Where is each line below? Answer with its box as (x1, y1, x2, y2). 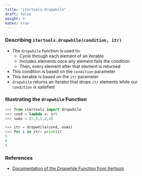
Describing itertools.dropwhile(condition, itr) (5, 37, 122, 44)
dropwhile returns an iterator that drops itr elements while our (12, 79, 138, 85)
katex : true (5, 20, 29, 26)
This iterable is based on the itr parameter (12, 73, 99, 79)
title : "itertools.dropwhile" (5, 7, 67, 12)
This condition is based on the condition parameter (12, 69, 116, 74)
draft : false (5, 12, 32, 17)
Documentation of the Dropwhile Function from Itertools (12, 166, 124, 172)
